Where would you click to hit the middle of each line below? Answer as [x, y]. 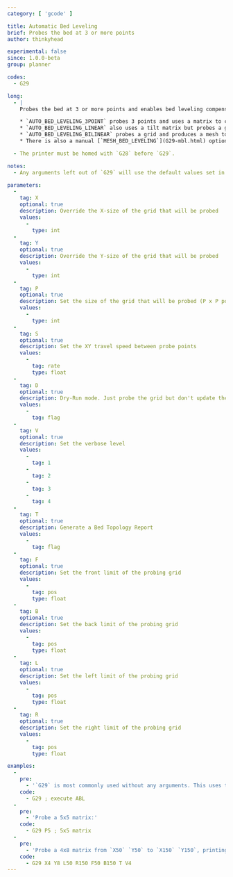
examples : [21, 766]
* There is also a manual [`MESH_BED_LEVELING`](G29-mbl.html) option [124, 141]
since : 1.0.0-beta [34, 58]
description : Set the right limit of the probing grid [101, 728]
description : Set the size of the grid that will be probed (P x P [119, 302]
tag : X [29, 198]
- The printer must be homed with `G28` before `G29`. [94, 154]
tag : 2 [42, 476]
